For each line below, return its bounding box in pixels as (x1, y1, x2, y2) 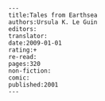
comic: (8, 74, 30, 82)
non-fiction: (8, 67, 52, 75)
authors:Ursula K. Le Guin (8, 18, 98, 26)
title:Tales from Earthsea (8, 11, 98, 19)
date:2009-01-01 (8, 39, 62, 47)
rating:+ (8, 46, 37, 54)
